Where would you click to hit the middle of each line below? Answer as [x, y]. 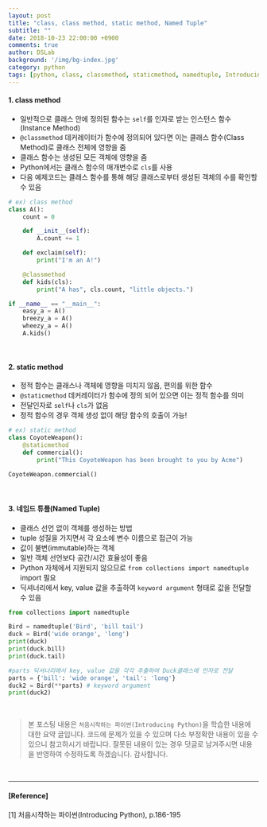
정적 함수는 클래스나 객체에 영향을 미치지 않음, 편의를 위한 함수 [116, 386]
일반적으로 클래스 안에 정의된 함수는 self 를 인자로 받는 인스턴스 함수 [126, 118]
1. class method [35, 100]
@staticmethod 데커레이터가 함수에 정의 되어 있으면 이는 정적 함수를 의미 [132, 395]
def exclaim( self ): [55, 253]
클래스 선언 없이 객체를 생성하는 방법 [76, 528]
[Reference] [29, 795]
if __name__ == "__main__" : [55, 304]
